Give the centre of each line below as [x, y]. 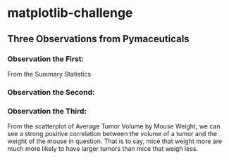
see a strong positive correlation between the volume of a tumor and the [112, 134]
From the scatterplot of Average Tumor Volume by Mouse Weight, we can [114, 126]
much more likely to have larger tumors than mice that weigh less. [103, 149]
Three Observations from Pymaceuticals [98, 39]
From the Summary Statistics [49, 74]
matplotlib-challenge [70, 13]
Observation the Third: [47, 111]
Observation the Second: [51, 92]
